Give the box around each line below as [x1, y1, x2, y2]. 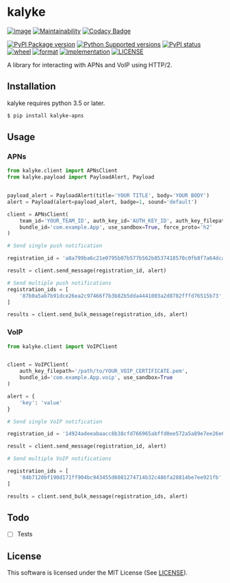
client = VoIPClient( [7, 361, 69, 368]
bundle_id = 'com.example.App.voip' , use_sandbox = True [19, 374, 173, 381]
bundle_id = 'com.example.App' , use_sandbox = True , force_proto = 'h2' [19, 224, 213, 231]
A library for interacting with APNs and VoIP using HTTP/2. [7, 60, 172, 69]
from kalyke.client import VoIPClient [7, 343, 118, 350]
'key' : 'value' [19, 399, 63, 406]
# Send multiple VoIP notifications [7, 455, 112, 462]
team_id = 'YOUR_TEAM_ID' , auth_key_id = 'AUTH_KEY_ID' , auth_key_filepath [19, 217, 228, 224]
